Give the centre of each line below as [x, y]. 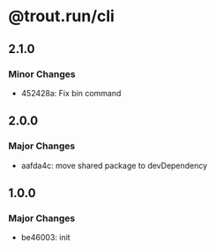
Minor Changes [42, 74]
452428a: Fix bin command [71, 93]
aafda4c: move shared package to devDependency [114, 165]
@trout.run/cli [62, 16]
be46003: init [46, 238]
